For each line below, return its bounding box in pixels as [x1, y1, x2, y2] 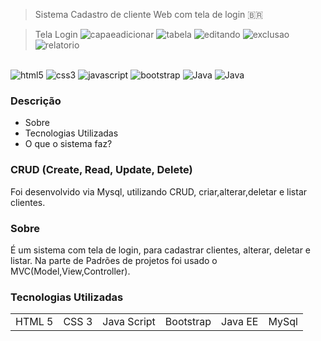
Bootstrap [164, 315, 212, 329]
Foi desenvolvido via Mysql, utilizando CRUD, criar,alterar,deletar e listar [10, 185, 308, 198]
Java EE [221, 315, 259, 329]
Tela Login [34, 29, 78, 40]
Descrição [10, 94, 62, 108]
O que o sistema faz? [24, 138, 113, 150]
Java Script [102, 315, 156, 329]
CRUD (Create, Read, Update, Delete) [10, 163, 193, 177]
